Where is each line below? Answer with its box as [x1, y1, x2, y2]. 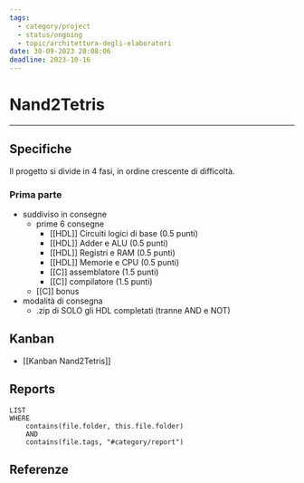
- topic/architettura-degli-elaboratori [17, 38, 172, 48]
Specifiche [9, 141, 72, 157]
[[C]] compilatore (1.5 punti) [49, 276, 153, 287]
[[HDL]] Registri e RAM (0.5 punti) [49, 247, 176, 258]
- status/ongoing [17, 30, 83, 39]
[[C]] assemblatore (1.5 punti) [49, 266, 159, 277]
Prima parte [9, 188, 62, 200]
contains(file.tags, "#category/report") [25, 437, 184, 447]
